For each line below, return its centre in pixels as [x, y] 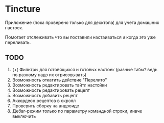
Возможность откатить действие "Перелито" [59, 80]
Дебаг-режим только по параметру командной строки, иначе [77, 111]
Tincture [23, 9]
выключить [24, 116]
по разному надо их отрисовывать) [49, 75]
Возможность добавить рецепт [45, 95]
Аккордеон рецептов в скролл [44, 101]
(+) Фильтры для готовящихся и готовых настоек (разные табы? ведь [85, 69]
